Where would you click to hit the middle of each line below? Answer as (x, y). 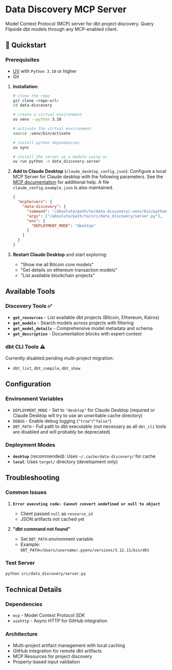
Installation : (26, 86)
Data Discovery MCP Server (66, 9)
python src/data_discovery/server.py (46, 574)
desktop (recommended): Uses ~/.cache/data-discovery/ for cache (84, 456)
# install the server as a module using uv (60, 157)
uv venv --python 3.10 (37, 120)
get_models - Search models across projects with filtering (73, 323)
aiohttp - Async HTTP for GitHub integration (60, 621)
